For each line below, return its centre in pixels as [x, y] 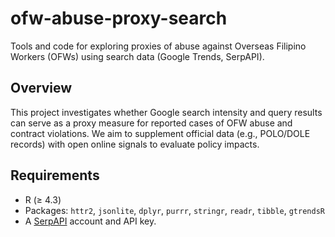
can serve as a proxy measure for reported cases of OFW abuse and [151, 123]
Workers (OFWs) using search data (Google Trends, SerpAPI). [137, 56]
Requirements [55, 175]
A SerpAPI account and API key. [90, 221]
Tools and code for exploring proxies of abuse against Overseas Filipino [158, 46]
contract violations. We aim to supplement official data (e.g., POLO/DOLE [160, 133]
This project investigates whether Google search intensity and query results [166, 112]
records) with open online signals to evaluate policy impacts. [135, 144]
